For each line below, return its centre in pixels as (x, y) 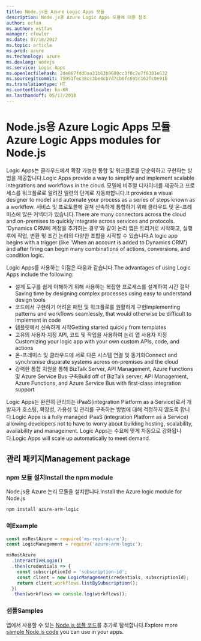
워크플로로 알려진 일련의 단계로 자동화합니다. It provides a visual (97, 193)
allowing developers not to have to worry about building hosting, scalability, (100, 423)
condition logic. (25, 255)
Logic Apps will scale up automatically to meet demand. (81, 438)
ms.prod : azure (25, 51)
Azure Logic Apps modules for (83, 140)
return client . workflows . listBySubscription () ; (77, 583)
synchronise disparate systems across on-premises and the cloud (97, 361)
